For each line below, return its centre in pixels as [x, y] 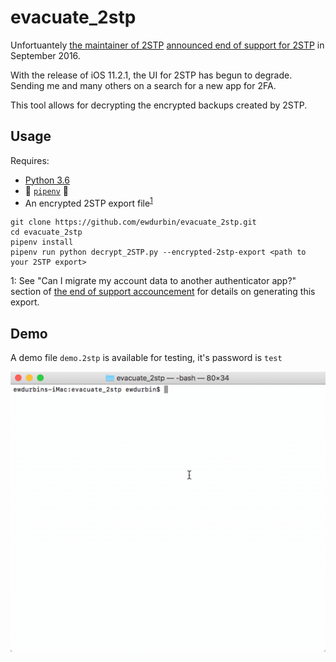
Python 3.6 [47, 180]
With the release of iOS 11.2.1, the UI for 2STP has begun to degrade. [151, 75]
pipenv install [42, 242]
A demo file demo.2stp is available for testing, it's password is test [146, 358]
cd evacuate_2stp [46, 232]
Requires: [30, 160]
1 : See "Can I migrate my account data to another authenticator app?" [153, 281]
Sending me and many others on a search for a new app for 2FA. [143, 85]
